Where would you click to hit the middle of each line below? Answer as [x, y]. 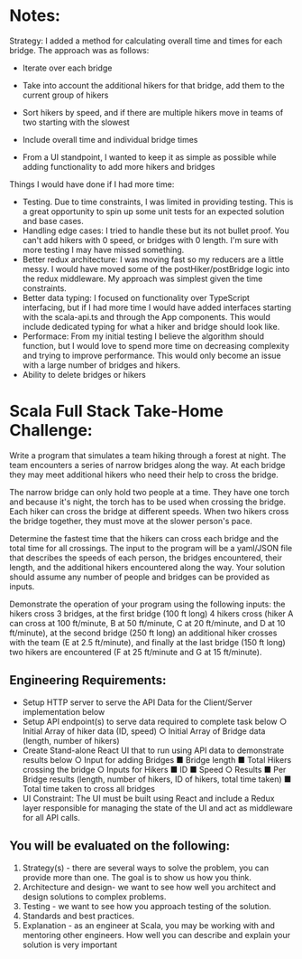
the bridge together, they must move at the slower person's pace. [131, 521]
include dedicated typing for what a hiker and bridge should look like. [151, 326]
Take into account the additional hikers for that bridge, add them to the [154, 85]
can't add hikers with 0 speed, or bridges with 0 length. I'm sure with [150, 240]
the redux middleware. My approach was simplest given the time [142, 278]
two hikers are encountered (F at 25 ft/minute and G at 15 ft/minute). [136, 652]
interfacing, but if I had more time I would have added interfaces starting [157, 307]
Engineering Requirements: [88, 680]
